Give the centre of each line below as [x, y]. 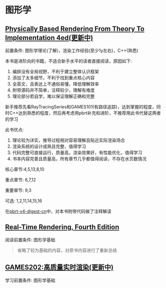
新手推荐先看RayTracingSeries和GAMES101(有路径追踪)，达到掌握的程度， [81, 107]
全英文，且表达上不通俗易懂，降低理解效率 [56, 84]
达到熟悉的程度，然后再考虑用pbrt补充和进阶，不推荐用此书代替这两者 [89, 113]
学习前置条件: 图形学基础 [30, 280]
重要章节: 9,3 [18, 190]
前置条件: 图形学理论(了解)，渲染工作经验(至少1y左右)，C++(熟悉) [72, 50]
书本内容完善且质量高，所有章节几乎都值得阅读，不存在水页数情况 [79, 159]
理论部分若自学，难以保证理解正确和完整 [53, 96]
